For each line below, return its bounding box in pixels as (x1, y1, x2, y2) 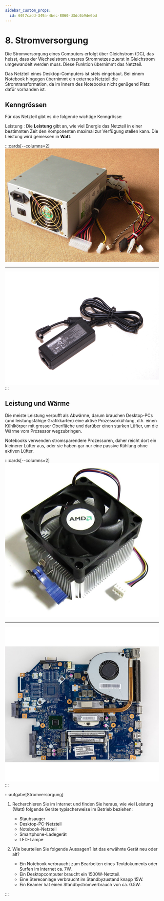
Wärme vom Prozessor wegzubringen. (5, 428, 82, 434)
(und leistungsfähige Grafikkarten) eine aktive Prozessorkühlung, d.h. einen (5, 417, 157, 423)
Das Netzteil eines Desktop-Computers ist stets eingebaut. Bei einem (5, 71, 144, 77)
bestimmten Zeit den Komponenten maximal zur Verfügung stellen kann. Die (5, 128, 159, 134)
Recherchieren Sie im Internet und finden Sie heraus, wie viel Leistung (12, 801, 154, 807)
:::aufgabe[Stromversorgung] (5, 791, 64, 797)
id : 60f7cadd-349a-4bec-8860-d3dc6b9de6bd (9, 13, 97, 18)
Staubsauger (19, 816, 45, 822)
